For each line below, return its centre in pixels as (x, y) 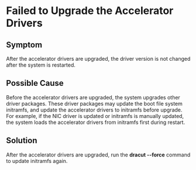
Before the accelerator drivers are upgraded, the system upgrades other (93, 97)
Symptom (24, 45)
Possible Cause (35, 83)
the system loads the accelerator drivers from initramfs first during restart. (96, 122)
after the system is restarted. (41, 65)
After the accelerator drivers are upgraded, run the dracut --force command (98, 155)
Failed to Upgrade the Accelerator (90, 11)
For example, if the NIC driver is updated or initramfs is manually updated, (95, 116)
